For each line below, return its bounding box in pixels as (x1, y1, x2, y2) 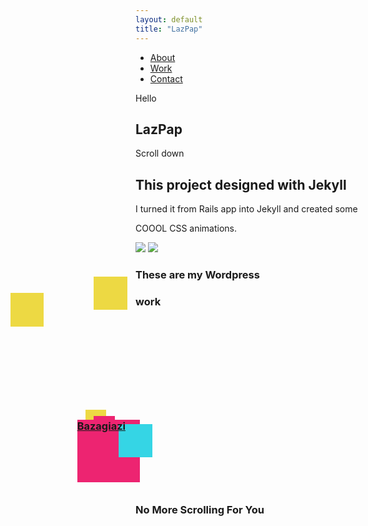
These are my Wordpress (135, 268, 260, 282)
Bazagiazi (76, 419, 126, 433)
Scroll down (135, 147, 185, 160)
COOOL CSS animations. (135, 222, 238, 235)
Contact (149, 72, 183, 85)
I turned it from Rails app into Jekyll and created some (135, 203, 358, 215)
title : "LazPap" (135, 24, 203, 34)
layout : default (135, 14, 203, 25)
